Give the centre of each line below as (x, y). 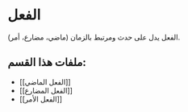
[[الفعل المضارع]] (46, 90)
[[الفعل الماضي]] (45, 81)
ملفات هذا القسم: (47, 62)
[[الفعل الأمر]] (40, 99)
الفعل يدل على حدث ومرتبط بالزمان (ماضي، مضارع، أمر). (94, 37)
